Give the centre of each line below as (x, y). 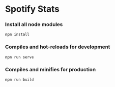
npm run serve (20, 57)
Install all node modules (34, 25)
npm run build (20, 80)
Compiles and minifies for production (50, 69)
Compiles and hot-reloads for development (58, 47)
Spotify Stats (32, 9)
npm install (17, 35)
